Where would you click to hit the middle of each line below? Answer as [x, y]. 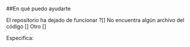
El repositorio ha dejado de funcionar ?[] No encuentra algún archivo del [95, 20]
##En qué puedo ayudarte [38, 9]
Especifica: [20, 38]
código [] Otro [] [26, 26]
